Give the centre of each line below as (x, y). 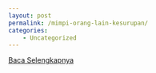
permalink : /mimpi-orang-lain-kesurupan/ (78, 23)
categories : (28, 30)
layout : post (30, 15)
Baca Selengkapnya (41, 60)
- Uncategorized (50, 38)
